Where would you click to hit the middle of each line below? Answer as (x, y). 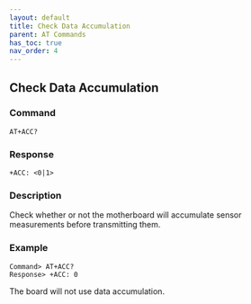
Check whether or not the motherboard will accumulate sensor (126, 215)
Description (36, 196)
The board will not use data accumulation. (87, 291)
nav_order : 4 (34, 51)
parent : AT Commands (48, 34)
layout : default (40, 18)
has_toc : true (36, 43)
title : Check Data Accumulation (70, 26)
